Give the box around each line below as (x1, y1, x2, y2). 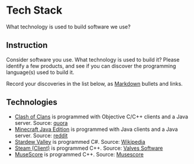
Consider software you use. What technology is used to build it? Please (6, 56, 180, 63)
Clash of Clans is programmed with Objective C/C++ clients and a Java (14, 113, 188, 120)
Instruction (6, 40, 48, 50)
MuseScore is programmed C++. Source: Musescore (14, 150, 144, 157)
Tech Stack (6, 4, 63, 17)
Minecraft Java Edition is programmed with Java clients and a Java (14, 126, 179, 133)
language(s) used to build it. (6, 69, 75, 76)
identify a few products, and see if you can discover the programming (6, 62, 176, 69)
